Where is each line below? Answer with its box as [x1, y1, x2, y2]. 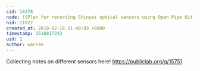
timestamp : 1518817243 [6, 31, 62, 37]
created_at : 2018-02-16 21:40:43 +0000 [6, 25, 105, 31]
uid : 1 [6, 36, 23, 42]
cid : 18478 [6, 8, 33, 15]
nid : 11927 [6, 20, 33, 25]
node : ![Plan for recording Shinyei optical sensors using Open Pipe [6, 14, 183, 20]
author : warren [6, 42, 44, 48]
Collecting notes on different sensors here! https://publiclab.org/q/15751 [6, 57, 183, 65]
